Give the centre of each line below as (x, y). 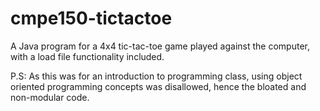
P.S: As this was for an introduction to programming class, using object (156, 76)
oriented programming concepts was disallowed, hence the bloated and (158, 86)
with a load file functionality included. (87, 56)
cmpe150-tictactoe (91, 18)
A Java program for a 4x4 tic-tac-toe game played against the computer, (160, 46)
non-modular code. (50, 97)
